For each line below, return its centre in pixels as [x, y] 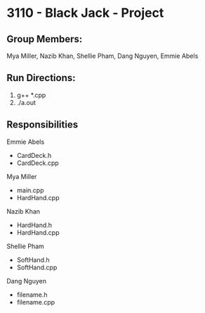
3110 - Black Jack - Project [85, 13]
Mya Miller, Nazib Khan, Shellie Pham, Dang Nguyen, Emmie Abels [102, 56]
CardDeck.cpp [38, 163]
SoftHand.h [33, 259]
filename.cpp [36, 302]
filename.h [32, 295]
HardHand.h [34, 225]
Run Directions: [41, 78]
